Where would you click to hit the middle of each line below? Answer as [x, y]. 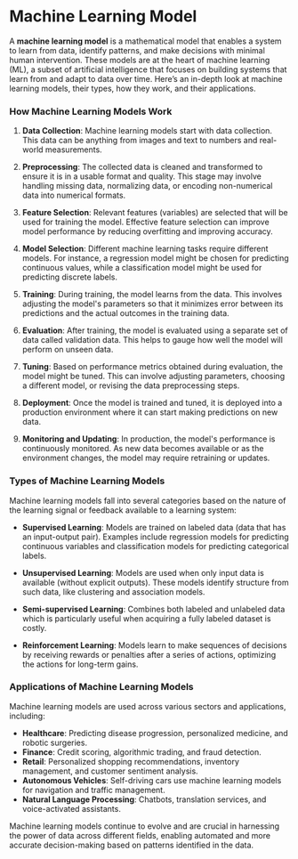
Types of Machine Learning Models [87, 481]
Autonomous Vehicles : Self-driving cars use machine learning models [152, 780]
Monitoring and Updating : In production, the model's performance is [149, 439]
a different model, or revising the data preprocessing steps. [131, 385]
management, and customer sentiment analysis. [110, 771]
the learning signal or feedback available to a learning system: [123, 510]
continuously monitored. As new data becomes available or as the [143, 449]
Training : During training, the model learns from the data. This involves [152, 295]
